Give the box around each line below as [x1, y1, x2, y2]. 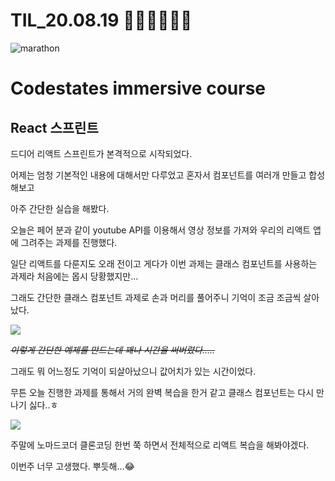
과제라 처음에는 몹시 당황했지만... [10, 270, 139, 282]
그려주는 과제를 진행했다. [20, 236, 118, 248]
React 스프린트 [10, 119, 99, 136]
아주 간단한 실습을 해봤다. [10, 202, 110, 214]
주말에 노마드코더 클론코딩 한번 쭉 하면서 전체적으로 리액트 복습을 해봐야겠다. [10, 439, 310, 451]
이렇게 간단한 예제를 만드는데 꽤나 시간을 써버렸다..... [10, 344, 216, 356]
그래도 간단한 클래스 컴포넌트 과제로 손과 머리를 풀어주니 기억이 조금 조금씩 [10, 291, 302, 303]
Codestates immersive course [10, 77, 266, 100]
